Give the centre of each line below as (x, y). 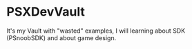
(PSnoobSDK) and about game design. (61, 37)
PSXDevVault (46, 12)
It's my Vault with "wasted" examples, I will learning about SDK (96, 31)
